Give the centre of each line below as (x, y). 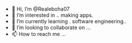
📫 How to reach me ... (39, 34)
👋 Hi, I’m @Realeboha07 (41, 9)
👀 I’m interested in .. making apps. (52, 15)
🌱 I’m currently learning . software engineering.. (69, 21)
